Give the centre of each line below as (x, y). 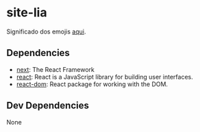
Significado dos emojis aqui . (46, 31)
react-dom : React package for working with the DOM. (92, 84)
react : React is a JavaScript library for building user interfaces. (104, 77)
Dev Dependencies (48, 106)
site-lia (27, 13)
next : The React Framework (55, 69)
